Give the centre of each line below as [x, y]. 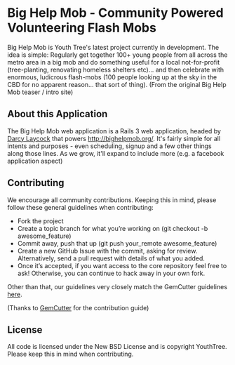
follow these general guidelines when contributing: [81, 207]
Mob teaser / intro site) [40, 92]
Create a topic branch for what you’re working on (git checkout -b [113, 228]
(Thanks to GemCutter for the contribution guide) [78, 307]
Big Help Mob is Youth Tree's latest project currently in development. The [113, 47]
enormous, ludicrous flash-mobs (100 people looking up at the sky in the [112, 77]
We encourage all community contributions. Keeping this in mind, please [112, 200]
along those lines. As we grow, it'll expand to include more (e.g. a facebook [116, 153]
